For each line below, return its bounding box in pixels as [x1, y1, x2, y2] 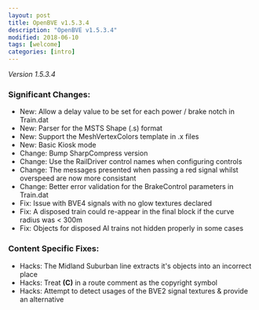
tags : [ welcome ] [8, 41, 61, 49]
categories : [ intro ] [8, 48, 76, 56]
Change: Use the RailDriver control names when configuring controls [19, 157, 243, 166]
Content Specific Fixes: [8, 243, 100, 254]
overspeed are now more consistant [19, 173, 137, 183]
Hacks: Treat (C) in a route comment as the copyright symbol [19, 278, 218, 287]
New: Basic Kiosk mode [19, 140, 97, 150]
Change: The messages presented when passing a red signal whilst [19, 166, 239, 175]
